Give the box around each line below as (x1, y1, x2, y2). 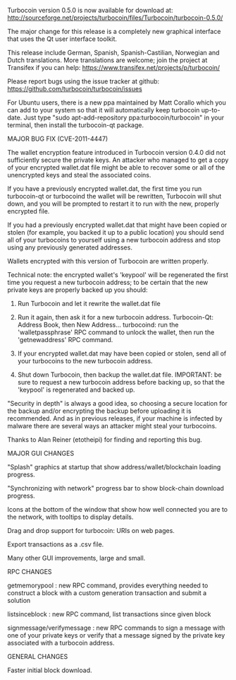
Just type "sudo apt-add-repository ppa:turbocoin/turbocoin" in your (23, 113, 224, 122)
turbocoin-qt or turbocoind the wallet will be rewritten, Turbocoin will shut (7, 192, 222, 200)
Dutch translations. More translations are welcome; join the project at (7, 56, 208, 64)
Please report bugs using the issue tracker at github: (7, 77, 160, 86)
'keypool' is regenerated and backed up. (17, 385, 135, 394)
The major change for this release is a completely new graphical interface (7, 28, 221, 35)
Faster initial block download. (7, 666, 93, 674)
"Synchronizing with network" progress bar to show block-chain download (7, 484, 224, 492)
